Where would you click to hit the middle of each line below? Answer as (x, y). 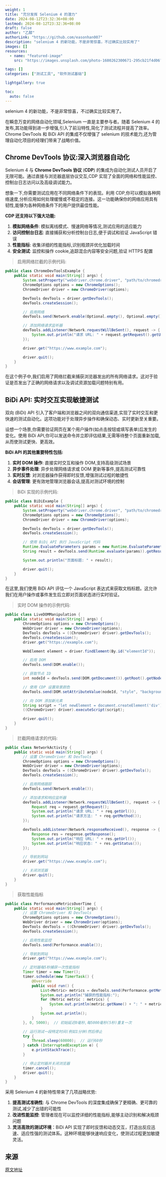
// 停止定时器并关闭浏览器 (46, 1063)
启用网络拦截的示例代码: (42, 262)
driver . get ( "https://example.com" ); (61, 642)
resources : (16, 51)
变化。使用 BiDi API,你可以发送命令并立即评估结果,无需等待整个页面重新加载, (83, 436)
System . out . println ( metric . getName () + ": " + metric (106, 1004)
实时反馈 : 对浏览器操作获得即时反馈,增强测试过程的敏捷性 (70, 475)
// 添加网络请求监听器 (43, 326)
